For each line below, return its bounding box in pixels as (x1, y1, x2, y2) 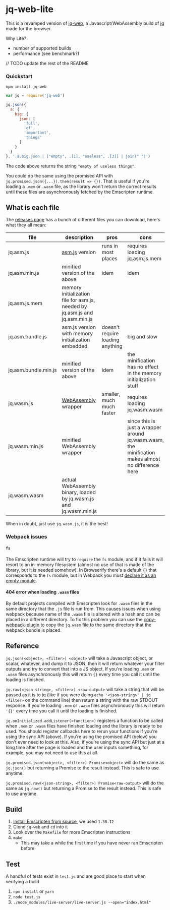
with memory (62, 330, 93, 337)
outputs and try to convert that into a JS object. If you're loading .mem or (6, 665, 155, 672)
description (65, 234, 94, 241)
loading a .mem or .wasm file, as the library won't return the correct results (6, 183, 157, 190)
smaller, (101, 391, 121, 398)
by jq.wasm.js (62, 495, 94, 502)
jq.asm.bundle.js (8, 333, 47, 340)
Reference (6, 642, 39, 650)
